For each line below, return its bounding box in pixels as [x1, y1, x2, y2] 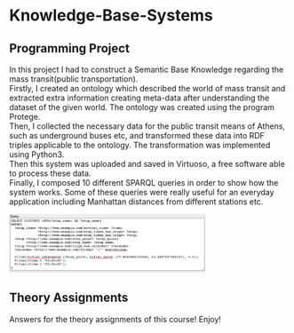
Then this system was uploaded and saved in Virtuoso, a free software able [9, 159, 286, 169]
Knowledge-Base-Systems [9, 5, 213, 26]
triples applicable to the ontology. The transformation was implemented [9, 139, 271, 150]
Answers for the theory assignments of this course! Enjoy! [9, 313, 222, 324]
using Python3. [9, 149, 65, 160]
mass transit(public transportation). [9, 74, 139, 84]
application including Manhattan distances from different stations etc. [9, 196, 264, 207]
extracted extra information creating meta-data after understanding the [9, 92, 270, 103]
